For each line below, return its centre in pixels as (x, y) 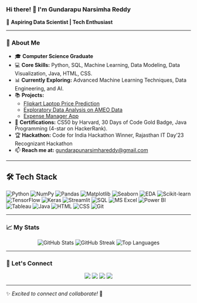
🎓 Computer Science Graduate (54, 56)
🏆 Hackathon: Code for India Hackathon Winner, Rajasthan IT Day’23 (99, 135)
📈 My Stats (23, 227)
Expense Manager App (51, 116)
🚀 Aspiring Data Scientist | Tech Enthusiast (60, 22)
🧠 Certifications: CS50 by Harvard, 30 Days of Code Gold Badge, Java (101, 122)
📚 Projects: (29, 95)
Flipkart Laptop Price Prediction (62, 103)
